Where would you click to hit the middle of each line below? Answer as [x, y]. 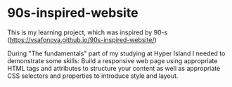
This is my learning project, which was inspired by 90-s [88, 32]
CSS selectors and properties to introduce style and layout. [93, 76]
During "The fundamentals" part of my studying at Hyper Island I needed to [116, 53]
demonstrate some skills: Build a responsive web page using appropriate [112, 60]
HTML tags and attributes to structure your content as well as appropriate [114, 68]
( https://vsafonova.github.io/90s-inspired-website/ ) [82, 39]
